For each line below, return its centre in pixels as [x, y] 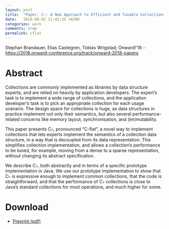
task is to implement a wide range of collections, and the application [76, 98]
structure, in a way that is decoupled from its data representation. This [78, 139]
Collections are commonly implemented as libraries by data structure [77, 87]
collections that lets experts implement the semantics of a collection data [81, 134]
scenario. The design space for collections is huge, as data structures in [80, 108]
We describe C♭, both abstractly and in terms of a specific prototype [76, 165]
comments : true [21, 29]
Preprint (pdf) [27, 221]
